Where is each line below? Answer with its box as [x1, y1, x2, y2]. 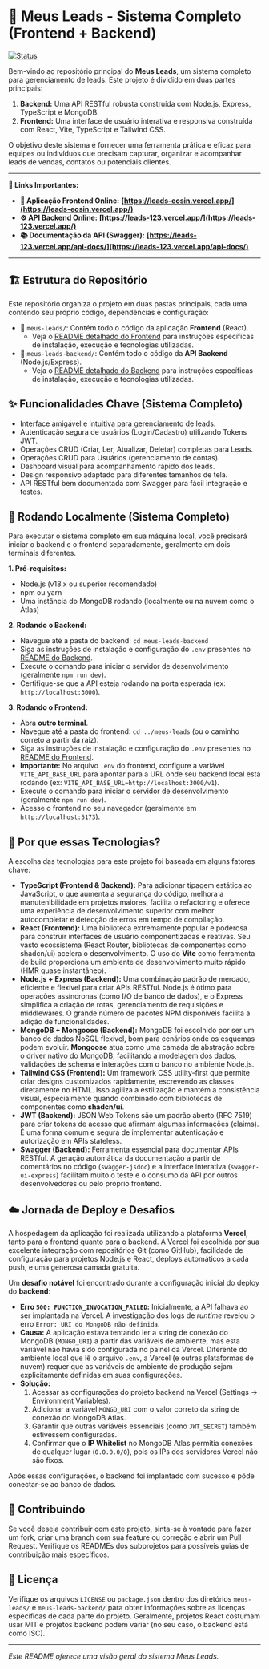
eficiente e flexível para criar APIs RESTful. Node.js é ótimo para [19, 982, 232, 993]
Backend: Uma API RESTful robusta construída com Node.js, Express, [19, 99, 251, 108]
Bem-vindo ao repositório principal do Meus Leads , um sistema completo [8, 66, 251, 75]
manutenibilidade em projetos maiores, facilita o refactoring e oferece [19, 897, 251, 907]
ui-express [19, 1172, 57, 1180]
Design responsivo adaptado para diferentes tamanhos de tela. [19, 469, 228, 480]
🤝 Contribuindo [8, 1503, 86, 1517]
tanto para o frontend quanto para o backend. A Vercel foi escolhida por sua [8, 1237, 260, 1246]
